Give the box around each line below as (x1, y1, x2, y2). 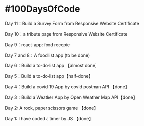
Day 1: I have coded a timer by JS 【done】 (5, 115, 94, 121)
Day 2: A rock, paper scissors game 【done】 (5, 105, 98, 111)
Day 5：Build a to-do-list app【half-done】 (5, 73, 93, 79)
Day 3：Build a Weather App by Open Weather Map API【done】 (5, 94, 138, 100)
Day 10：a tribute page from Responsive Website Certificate (5, 31, 128, 37)
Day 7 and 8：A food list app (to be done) (5, 52, 90, 58)
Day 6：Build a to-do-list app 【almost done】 (5, 63, 100, 68)
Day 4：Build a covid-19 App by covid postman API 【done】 (5, 83, 130, 90)
